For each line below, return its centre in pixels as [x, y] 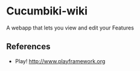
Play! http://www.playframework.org [60, 61]
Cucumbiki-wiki [47, 11]
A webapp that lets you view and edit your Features [70, 28]
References [28, 47]
